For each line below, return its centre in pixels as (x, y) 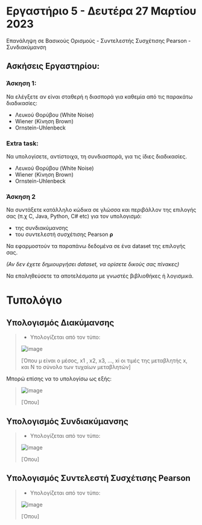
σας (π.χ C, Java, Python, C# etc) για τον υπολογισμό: (74, 217)
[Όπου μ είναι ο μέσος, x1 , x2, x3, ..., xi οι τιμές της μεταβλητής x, (104, 360)
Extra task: (23, 143)
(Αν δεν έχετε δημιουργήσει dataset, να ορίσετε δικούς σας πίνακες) (93, 264)
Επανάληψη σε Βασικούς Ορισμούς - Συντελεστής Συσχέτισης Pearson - (99, 41)
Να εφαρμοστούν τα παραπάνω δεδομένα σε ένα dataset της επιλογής (96, 246)
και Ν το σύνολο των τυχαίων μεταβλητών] (76, 367)
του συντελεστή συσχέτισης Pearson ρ (64, 235)
